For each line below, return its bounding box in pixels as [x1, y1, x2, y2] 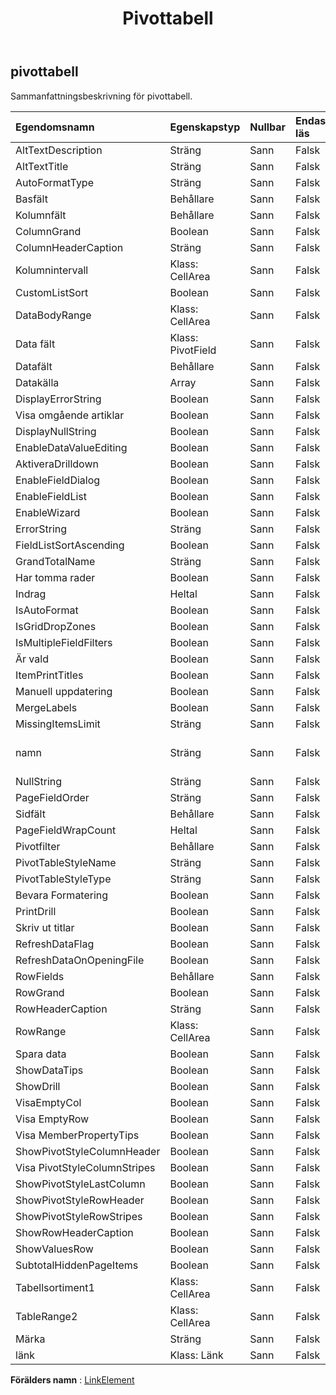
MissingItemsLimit [15, 717, 101, 731]
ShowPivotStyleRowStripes [15, 1209, 143, 1223]
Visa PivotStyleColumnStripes [15, 1160, 156, 1174]
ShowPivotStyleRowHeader [15, 1193, 145, 1207]
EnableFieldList [15, 489, 87, 503]
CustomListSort [15, 285, 89, 299]
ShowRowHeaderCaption [15, 1225, 134, 1239]
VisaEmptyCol [15, 1095, 82, 1109]
